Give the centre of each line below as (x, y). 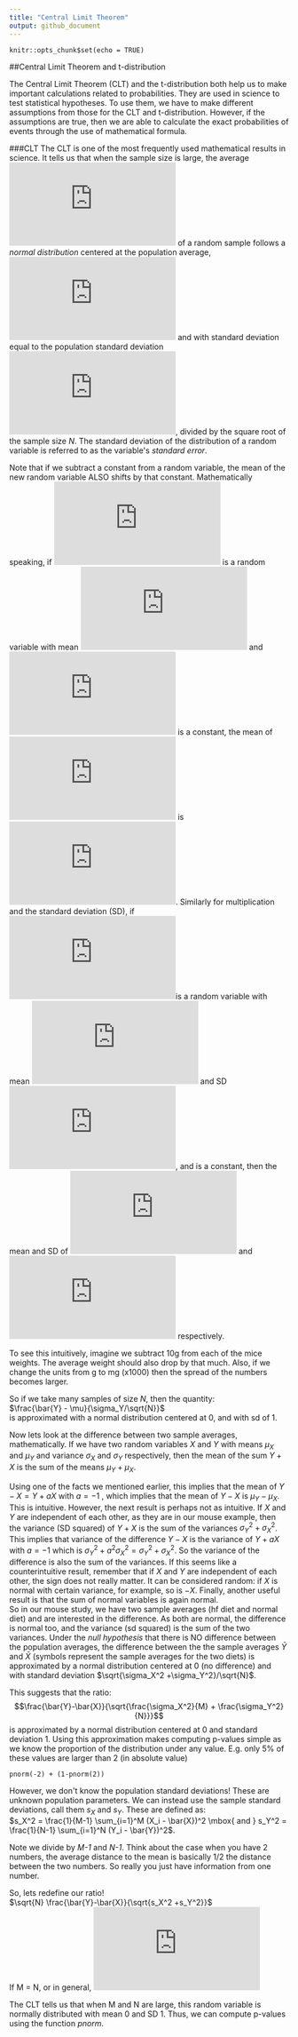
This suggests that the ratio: (60, 1692)
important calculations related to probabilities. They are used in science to (145, 93)
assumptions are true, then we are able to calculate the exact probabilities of (149, 122)
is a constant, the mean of (225, 732)
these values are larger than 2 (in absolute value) (98, 1758)
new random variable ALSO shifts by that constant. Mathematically (131, 477)
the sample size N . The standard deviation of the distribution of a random (143, 441)
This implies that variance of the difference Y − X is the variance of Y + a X (145, 1540)
